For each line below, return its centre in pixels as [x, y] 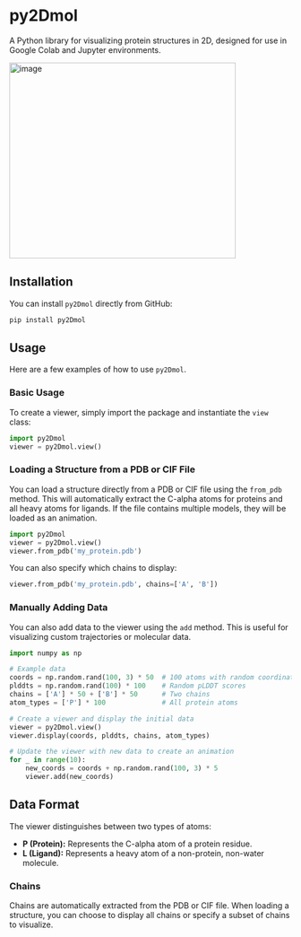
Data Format [44, 805]
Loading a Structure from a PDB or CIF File [102, 469]
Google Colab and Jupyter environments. [85, 49]
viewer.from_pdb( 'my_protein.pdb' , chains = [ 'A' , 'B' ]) [114, 584]
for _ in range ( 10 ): [48, 760]
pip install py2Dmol [48, 320]
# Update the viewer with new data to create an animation [122, 752]
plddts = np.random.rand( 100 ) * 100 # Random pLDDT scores [128, 686]
